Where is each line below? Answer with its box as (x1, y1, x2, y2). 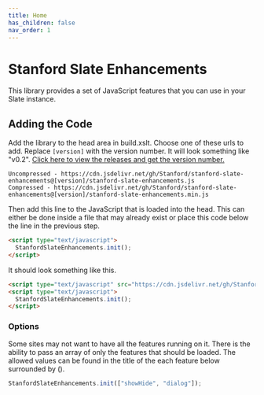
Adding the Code (8, 117, 93, 131)
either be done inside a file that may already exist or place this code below (8, 213, 249, 223)
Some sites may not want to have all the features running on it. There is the (8, 339, 251, 349)
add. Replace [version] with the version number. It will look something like (8, 146, 250, 156)
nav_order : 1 (8, 26, 51, 34)
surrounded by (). (8, 364, 65, 374)
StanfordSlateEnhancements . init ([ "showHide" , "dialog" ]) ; (8, 379, 202, 387)
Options (8, 321, 39, 332)
